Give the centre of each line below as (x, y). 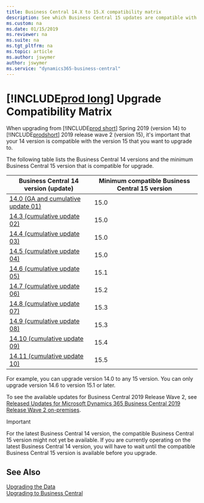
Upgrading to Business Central (45, 493)
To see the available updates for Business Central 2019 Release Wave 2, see (102, 397)
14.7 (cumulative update (45, 286)
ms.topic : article (29, 52)
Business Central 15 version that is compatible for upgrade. (80, 166)
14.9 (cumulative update (45, 321)
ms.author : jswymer (31, 57)
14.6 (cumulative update (45, 269)
